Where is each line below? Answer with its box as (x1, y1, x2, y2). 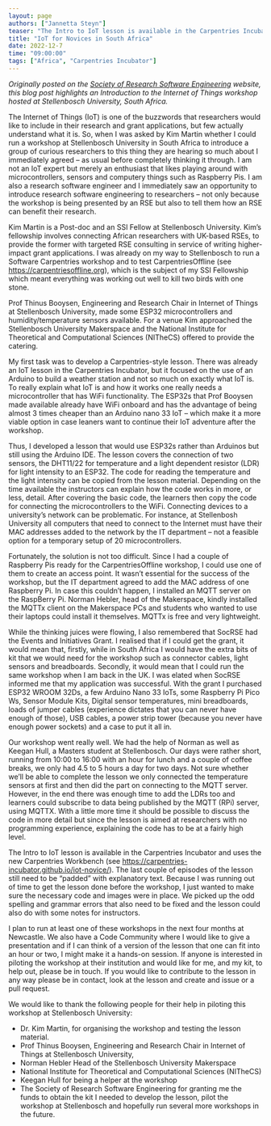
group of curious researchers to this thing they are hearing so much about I (8, 146, 259, 156)
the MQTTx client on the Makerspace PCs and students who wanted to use (8, 603, 257, 612)
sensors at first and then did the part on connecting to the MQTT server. (8, 780, 248, 789)
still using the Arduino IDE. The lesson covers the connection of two (8, 450, 234, 459)
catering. (8, 341, 39, 350)
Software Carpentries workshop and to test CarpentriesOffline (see (8, 256, 232, 266)
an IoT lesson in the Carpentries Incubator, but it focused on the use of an (8, 365, 253, 375)
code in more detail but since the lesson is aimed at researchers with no (8, 815, 248, 824)
